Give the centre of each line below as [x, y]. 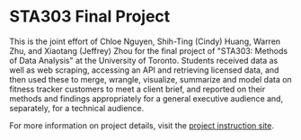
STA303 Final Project [90, 17]
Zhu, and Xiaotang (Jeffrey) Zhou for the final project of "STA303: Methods [149, 50]
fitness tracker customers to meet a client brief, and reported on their [137, 89]
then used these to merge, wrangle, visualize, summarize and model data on [150, 79]
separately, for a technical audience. [77, 108]
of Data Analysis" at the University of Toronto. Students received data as [144, 60]
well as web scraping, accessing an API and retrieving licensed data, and [144, 70]
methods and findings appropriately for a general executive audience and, [146, 98]
